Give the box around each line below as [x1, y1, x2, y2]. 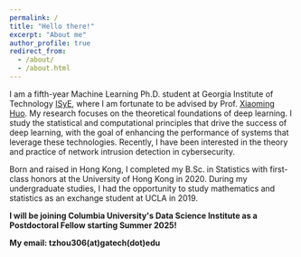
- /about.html [17, 64, 71, 73]
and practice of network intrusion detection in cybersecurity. [9, 146, 235, 157]
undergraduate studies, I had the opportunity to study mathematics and [9, 183, 276, 194]
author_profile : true [9, 38, 91, 48]
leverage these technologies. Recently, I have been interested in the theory [9, 137, 288, 148]
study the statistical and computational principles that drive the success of [9, 117, 287, 128]
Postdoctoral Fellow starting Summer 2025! [9, 219, 177, 231]
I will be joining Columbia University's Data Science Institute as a [9, 210, 258, 221]
